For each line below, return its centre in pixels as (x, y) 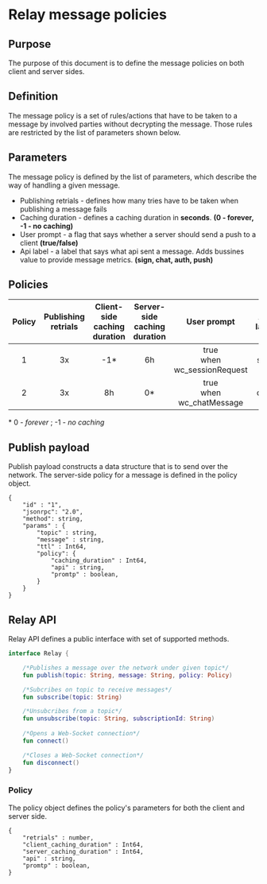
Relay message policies (87, 15)
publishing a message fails (63, 209)
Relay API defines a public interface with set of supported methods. (119, 639)
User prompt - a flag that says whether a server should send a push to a (138, 234)
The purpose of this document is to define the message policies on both (126, 63)
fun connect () (46, 741)
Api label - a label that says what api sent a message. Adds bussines (132, 251)
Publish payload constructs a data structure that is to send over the (118, 467)
